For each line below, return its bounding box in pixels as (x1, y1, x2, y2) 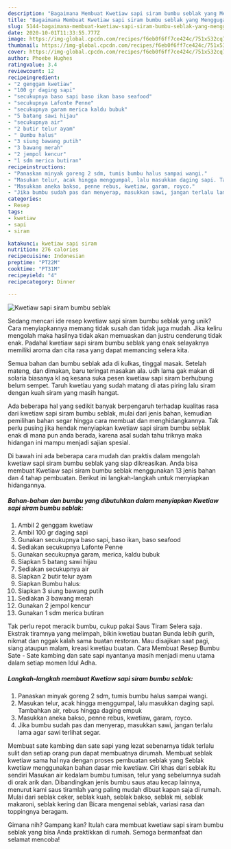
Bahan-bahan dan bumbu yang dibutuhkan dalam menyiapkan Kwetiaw (8, 497, 219, 505)
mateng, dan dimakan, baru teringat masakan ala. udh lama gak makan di (8, 366, 215, 375)
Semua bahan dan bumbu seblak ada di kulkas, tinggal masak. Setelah (8, 359, 207, 367)
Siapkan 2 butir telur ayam (17, 572, 92, 581)
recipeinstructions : (8, 163, 67, 171)
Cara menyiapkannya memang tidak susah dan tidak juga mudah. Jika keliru (8, 324, 223, 332)
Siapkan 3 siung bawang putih (17, 587, 104, 595)
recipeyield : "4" (8, 272, 58, 279)
